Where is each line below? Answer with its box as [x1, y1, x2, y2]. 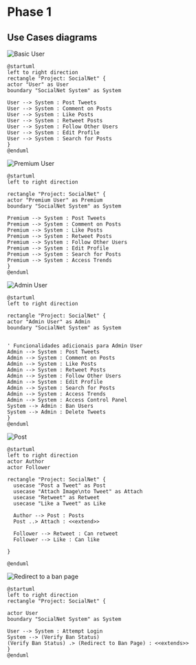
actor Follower [7, 464, 51, 471]
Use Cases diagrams [7, 32, 98, 43]
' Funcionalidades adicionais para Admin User [7, 342, 143, 349]
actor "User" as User [7, 81, 69, 88]
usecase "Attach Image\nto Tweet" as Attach [13, 488, 143, 495]
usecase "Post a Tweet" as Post [13, 482, 107, 489]
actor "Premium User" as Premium [7, 197, 103, 204]
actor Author [7, 458, 45, 465]
